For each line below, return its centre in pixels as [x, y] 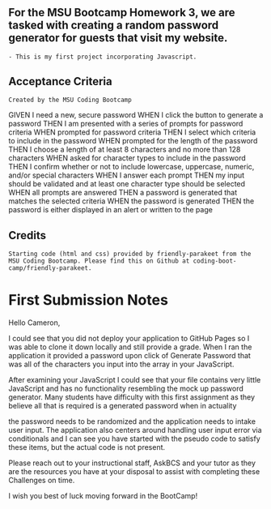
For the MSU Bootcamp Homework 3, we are [122, 13]
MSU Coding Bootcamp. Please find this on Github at [99, 261]
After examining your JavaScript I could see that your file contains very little [135, 380]
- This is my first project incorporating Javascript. [103, 57]
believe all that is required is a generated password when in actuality [123, 406]
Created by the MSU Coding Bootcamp [70, 100]
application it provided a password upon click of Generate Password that [129, 356]
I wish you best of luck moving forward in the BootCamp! [103, 496]
